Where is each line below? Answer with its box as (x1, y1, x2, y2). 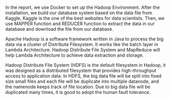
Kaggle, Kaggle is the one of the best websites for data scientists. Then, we (5, 15, 165, 21)
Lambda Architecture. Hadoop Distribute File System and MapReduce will (5, 47, 160, 53)
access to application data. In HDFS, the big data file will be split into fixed (5, 73, 162, 79)
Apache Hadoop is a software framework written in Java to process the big (5, 36, 164, 42)
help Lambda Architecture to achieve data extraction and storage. (5, 52, 144, 58)
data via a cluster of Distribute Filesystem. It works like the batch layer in (5, 41, 159, 47)
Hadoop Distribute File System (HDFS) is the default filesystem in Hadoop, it (5, 62, 166, 68)
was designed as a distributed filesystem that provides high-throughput (5, 67, 157, 73)
